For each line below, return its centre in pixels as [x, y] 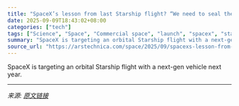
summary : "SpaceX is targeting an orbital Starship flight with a [108, 40]
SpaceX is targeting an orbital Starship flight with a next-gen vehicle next [115, 67]
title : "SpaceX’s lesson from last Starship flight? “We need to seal [114, 14]
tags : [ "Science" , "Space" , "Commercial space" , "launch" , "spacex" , [113, 34]
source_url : [25, 47]
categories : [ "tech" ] [39, 27]
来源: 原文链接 [28, 95]
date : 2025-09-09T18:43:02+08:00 [57, 20]
